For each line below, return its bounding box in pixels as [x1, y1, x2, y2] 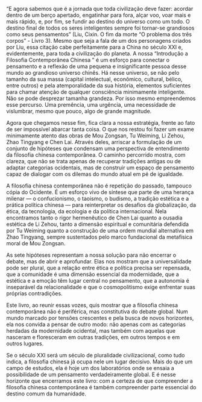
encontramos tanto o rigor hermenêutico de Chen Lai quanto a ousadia [6, 214, 183, 221]
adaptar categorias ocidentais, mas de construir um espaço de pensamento [6, 164, 195, 171]
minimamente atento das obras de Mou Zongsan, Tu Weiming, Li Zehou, [6, 132, 185, 139]
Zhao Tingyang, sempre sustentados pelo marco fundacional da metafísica [6, 233, 193, 240]
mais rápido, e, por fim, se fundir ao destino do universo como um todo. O [6, 18, 190, 25]
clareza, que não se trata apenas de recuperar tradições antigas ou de [6, 158, 181, 165]
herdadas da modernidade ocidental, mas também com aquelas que [6, 327, 176, 334]
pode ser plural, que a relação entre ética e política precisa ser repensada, [6, 265, 191, 271]
